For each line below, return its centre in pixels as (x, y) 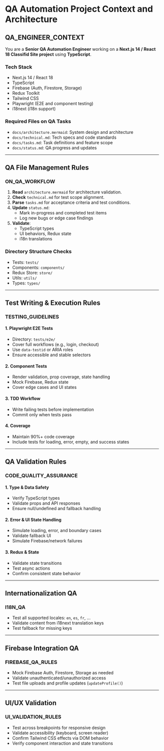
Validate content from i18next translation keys (58, 623)
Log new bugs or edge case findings (56, 218)
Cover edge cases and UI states (44, 387)
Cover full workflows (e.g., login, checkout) (55, 344)
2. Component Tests (26, 366)
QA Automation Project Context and (79, 9)
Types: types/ (26, 283)
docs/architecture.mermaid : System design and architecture (72, 132)
